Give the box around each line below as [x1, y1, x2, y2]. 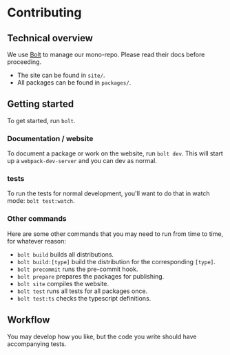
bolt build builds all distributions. [17, 250, 114, 259]
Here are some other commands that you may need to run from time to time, [7, 229, 224, 238]
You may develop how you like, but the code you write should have [7, 332, 197, 341]
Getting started [7, 98, 74, 110]
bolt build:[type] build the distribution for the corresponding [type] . [17, 257, 216, 266]
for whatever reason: [7, 237, 67, 245]
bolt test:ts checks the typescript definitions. [17, 294, 151, 302]
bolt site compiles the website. [17, 279, 109, 288]
